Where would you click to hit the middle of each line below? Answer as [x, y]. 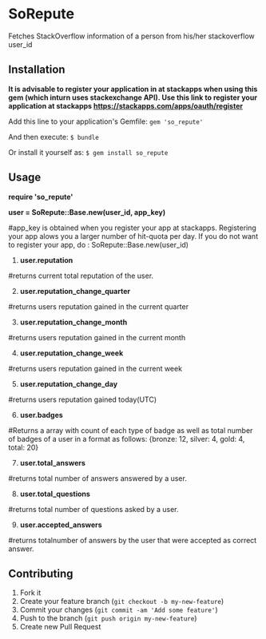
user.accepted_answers [61, 525]
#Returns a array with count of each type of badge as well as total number [131, 430]
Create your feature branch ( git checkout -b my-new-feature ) [122, 601]
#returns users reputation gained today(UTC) [83, 399]
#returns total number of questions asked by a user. [93, 509]
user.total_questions [55, 494]
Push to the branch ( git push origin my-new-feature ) [108, 618]
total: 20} [24, 447]
